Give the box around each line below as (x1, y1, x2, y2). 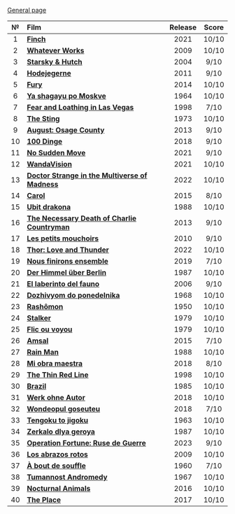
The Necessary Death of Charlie (27, 213, 137, 223)
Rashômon (27, 302, 64, 311)
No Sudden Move (27, 148, 86, 157)
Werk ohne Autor (27, 393, 85, 402)
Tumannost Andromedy (27, 472, 108, 482)
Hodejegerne (27, 69, 71, 78)
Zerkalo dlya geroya (27, 427, 96, 436)
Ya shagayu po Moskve (27, 91, 106, 101)
